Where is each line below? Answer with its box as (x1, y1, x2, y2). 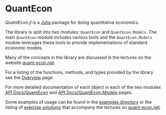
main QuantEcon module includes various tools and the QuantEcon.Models (5, 34, 153, 40)
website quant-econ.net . (5, 59, 56, 65)
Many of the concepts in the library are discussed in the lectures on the (5, 54, 152, 60)
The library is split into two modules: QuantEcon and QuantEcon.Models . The (5, 29, 157, 35)
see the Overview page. (5, 74, 54, 80)
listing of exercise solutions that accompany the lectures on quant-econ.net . (5, 104, 162, 110)
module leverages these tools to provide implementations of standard (5, 39, 148, 45)
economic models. (5, 45, 43, 51)
